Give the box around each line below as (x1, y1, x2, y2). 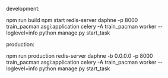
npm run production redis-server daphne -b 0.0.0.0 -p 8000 (6, 52, 153, 59)
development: (6, 5, 40, 12)
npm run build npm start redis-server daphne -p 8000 (6, 17, 138, 23)
